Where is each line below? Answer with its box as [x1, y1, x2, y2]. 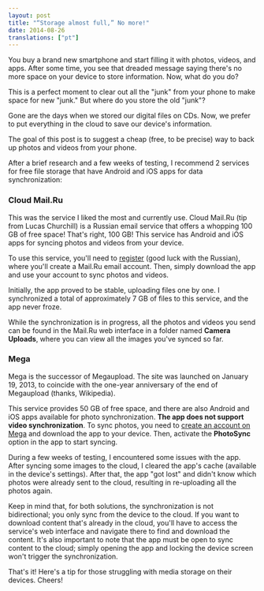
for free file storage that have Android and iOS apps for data [8, 166, 203, 176]
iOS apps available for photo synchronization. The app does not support [8, 412, 244, 421]
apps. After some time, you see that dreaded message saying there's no [8, 64, 243, 73]
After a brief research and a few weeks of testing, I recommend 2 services [8, 159, 250, 168]
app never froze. [8, 301, 62, 312]
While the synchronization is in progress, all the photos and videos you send [8, 317, 256, 327]
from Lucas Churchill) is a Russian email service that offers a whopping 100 [8, 221, 253, 230]
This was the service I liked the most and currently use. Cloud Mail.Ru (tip [8, 212, 247, 222]
